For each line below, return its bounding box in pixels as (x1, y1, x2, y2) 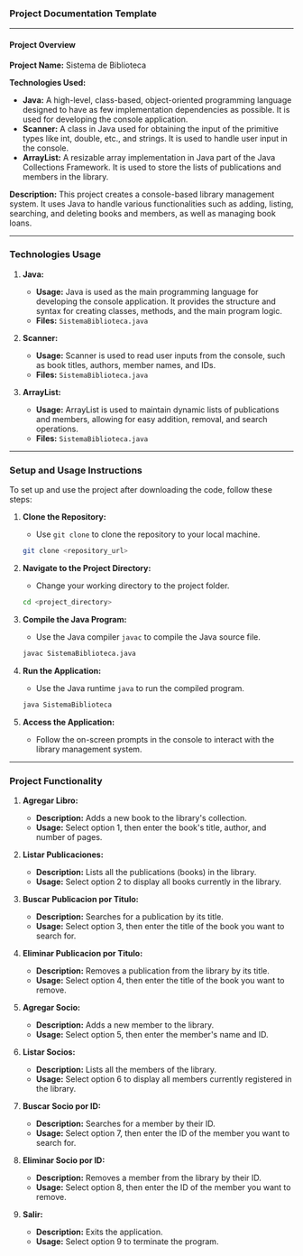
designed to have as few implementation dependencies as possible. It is (22, 104, 290, 115)
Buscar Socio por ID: (22, 1100, 101, 1112)
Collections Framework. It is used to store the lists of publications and (22, 162, 282, 172)
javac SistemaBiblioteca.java (22, 649, 137, 658)
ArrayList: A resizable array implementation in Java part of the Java (22, 152, 276, 162)
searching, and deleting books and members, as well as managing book (9, 208, 277, 218)
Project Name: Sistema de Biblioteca (9, 60, 147, 70)
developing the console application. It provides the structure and (35, 296, 277, 307)
